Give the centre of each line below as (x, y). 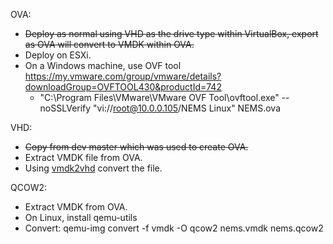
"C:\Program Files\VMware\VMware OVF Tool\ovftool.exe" (159, 97)
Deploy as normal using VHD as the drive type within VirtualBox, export (171, 33)
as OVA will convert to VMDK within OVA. (109, 44)
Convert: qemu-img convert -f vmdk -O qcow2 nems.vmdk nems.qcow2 (174, 228)
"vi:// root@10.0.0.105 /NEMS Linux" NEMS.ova (187, 108)
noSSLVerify (65, 108)
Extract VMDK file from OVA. (83, 157)
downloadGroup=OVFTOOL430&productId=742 (123, 87)
